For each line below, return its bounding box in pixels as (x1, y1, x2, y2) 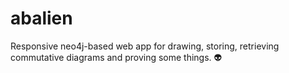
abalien (10, 7, 73, 30)
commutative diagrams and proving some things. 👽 (10, 51, 223, 63)
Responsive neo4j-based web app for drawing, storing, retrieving (10, 40, 280, 52)
